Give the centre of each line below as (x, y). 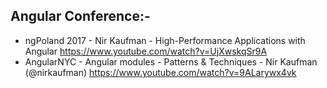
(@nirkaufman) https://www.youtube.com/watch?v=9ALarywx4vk (160, 72)
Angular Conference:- (80, 16)
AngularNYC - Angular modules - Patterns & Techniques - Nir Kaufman (171, 61)
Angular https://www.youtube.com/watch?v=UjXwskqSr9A (146, 51)
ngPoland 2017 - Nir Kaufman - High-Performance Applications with (165, 40)
